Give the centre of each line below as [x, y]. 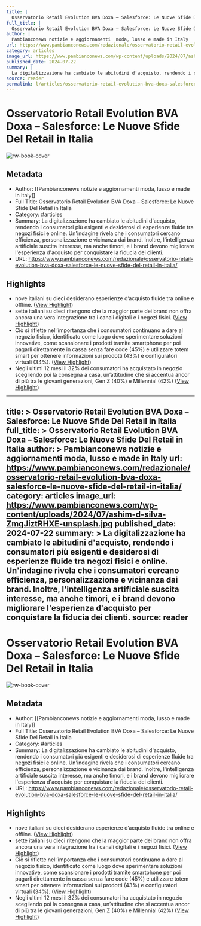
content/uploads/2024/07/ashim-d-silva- [86, 514]
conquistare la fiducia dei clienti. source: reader [97, 617]
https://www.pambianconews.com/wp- [82, 505]
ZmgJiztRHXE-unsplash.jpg [60, 524]
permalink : [20, 84]
